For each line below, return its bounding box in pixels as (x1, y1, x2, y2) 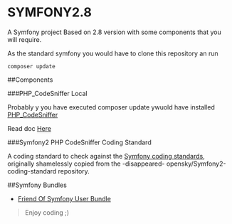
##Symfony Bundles (7, 181, 68, 189)
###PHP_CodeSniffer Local (7, 89, 88, 97)
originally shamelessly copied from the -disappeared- (7, 159, 165, 168)
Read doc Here (7, 124, 52, 132)
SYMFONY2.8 (7, 4, 93, 21)
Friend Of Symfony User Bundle (17, 194, 112, 203)
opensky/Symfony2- (166, 159, 226, 168)
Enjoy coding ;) (24, 208, 70, 217)
